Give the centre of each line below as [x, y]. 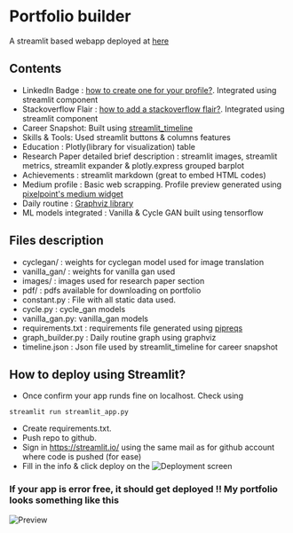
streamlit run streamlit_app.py [69, 412]
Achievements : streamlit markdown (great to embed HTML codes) [144, 175]
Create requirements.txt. [67, 428]
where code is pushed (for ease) [82, 457]
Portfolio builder [70, 16]
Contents [36, 69]
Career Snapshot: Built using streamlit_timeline [107, 128]
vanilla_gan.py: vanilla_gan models [85, 318]
